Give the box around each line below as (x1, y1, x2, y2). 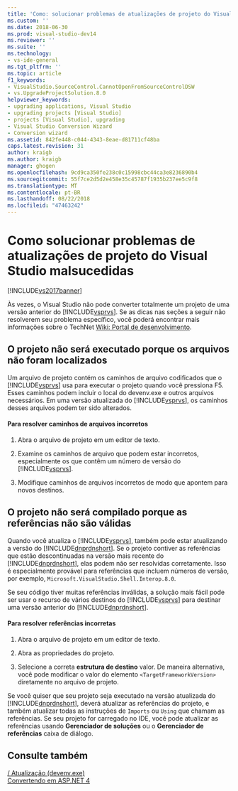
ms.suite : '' (7, 43, 46, 50)
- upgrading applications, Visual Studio (7, 103, 132, 110)
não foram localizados (7, 355, 108, 367)
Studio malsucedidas (7, 263, 135, 279)
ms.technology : (7, 50, 52, 58)
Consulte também (7, 750, 89, 762)
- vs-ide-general (7, 57, 59, 64)
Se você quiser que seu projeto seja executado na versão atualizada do (7, 691, 216, 700)
